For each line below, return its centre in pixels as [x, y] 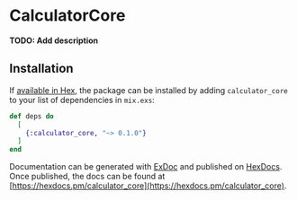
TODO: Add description [54, 40]
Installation [41, 69]
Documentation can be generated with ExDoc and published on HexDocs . [146, 167]
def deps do [31, 116]
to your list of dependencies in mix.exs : [82, 100]
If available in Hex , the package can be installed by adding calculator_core [148, 90]
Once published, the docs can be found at [87, 177]
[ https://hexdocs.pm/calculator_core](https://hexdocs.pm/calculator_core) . [148, 186]
